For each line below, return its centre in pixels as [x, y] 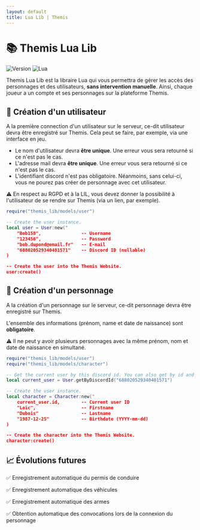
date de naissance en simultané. [46, 347]
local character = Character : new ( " [51, 397]
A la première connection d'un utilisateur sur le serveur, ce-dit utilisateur [96, 126]
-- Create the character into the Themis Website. [71, 435]
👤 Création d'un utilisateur [56, 112]
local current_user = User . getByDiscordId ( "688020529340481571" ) [89, 380]
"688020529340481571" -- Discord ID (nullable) [81, 250]
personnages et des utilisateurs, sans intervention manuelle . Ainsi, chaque [99, 87]
